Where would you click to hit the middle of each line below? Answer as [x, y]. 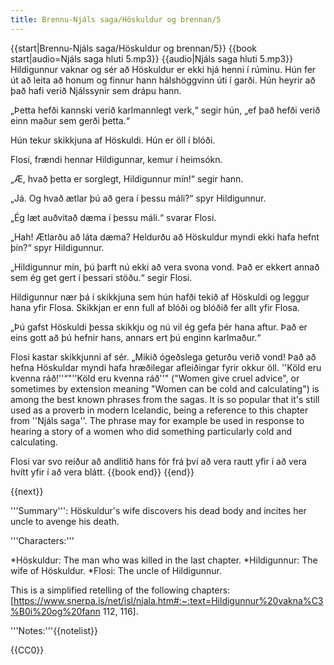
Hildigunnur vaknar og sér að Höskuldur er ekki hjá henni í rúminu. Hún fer [163, 69]
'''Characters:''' [42, 540]
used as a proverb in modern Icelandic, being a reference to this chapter [159, 410]
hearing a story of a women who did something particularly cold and [151, 431]
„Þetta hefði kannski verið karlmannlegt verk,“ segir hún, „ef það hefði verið [165, 110]
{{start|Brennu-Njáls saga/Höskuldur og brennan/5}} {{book [134, 48]
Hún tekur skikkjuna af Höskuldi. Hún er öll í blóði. [113, 140]
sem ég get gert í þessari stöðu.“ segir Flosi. [101, 277]
